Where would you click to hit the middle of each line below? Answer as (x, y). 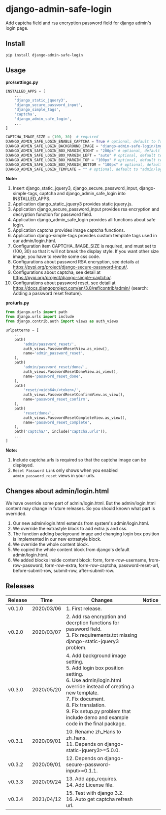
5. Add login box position (95, 668)
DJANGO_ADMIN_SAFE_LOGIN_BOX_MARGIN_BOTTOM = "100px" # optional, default (84, 164)
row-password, (28, 565)
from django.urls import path (37, 312)
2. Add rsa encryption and (96, 616)
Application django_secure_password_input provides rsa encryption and (86, 209)
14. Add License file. (90, 785)
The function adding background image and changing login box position (86, 534)
